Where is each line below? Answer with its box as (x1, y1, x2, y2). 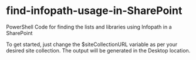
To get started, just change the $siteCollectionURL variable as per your (6, 41, 178, 48)
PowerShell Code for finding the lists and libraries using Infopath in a (6, 23, 172, 30)
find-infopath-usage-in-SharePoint (6, 4, 183, 17)
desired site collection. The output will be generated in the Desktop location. (6, 47, 191, 54)
